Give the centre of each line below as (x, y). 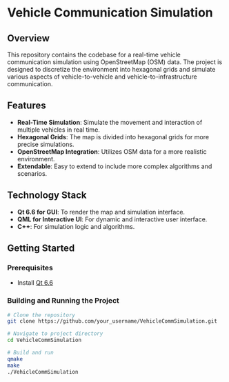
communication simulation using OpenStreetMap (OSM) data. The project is (115, 62)
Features (27, 106)
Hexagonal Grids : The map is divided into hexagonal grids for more (113, 137)
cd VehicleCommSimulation (44, 340)
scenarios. (32, 173)
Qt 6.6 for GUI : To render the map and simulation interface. (101, 212)
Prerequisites (30, 268)
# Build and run (30, 353)
